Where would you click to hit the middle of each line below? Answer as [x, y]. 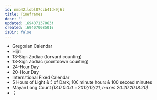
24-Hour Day [26, 67]
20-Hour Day [26, 72]
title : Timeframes [24, 14]
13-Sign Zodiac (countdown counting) [51, 62]
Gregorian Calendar [32, 46]
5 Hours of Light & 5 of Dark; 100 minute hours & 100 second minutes [82, 82]
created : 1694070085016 [29, 28]
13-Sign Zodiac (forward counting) [47, 56]
